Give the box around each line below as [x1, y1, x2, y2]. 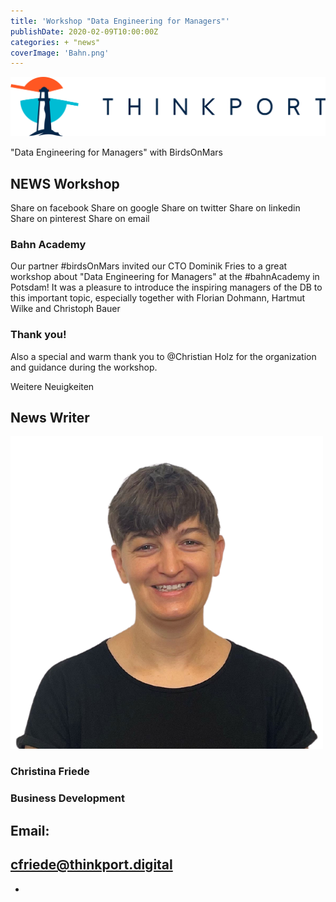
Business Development [10, 791, 125, 805]
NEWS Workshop [10, 175, 120, 192]
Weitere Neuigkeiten [10, 380, 95, 392]
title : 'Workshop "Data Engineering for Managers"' [10, 16, 230, 26]
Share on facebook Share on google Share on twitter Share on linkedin [10, 202, 301, 214]
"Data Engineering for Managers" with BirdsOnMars [10, 146, 224, 159]
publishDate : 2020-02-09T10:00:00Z [10, 26, 159, 37]
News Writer [10, 410, 90, 427]
